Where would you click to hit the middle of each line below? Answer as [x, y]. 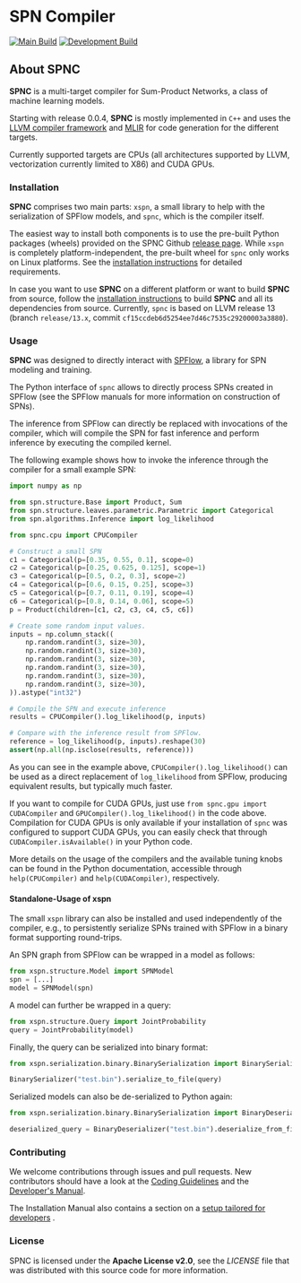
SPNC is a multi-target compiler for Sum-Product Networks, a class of [139, 91]
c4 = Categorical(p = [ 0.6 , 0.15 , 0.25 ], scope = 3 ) [102, 585]
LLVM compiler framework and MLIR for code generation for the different [144, 127]
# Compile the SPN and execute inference [88, 709]
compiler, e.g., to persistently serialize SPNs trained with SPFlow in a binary [149, 928]
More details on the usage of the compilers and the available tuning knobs [146, 859]
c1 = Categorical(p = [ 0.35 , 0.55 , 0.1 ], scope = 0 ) [102, 559]
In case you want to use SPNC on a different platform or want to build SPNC [150, 290]
